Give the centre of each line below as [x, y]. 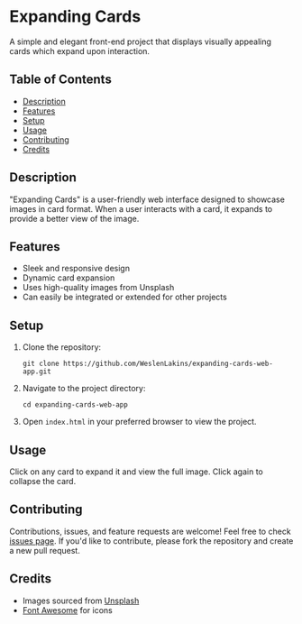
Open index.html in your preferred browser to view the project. [139, 422]
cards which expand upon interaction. [80, 50]
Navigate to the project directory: [84, 389]
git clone [41, 364]
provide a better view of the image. [74, 218]
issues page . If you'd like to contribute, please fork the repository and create [151, 541]
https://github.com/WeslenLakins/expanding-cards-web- [168, 364]
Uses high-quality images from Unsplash [98, 288]
